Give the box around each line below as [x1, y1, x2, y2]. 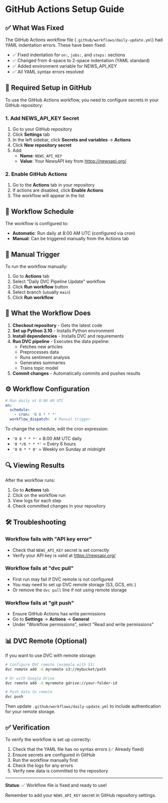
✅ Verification [5, 723, 50, 732]
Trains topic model [19, 365, 58, 371]
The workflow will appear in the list [12, 193, 85, 199]
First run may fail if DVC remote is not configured [12, 576, 113, 582]
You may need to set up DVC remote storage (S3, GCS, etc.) [12, 581, 136, 587]
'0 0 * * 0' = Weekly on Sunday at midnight [12, 446, 105, 452]
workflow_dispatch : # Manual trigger [9, 417, 91, 422]
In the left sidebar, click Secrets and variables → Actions [12, 137, 131, 143]
